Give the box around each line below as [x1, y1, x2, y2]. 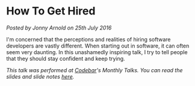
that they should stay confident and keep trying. [6, 55, 125, 62]
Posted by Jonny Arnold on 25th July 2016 [6, 24, 112, 31]
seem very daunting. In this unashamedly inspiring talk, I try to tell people [6, 48, 188, 55]
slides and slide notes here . [6, 73, 75, 80]
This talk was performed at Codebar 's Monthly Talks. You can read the [6, 66, 183, 73]
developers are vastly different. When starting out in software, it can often [6, 42, 190, 49]
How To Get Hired [6, 4, 96, 18]
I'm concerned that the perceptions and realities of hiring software [6, 35, 171, 43]
